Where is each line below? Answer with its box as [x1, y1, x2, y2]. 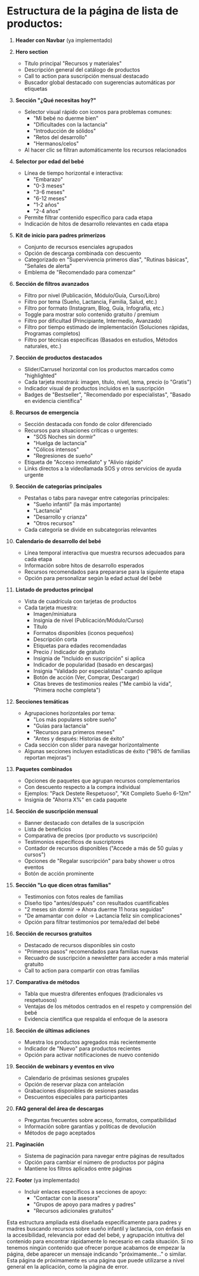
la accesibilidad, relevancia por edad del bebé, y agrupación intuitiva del [7, 1231, 185, 1238]
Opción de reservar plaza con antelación [24, 1080, 125, 1087]
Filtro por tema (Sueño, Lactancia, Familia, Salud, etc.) [24, 298, 157, 305]
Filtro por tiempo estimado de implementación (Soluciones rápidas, [24, 323, 189, 331]
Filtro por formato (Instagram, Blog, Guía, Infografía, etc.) [24, 304, 164, 312]
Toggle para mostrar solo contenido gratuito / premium [24, 310, 160, 318]
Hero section [15, 48, 48, 55]
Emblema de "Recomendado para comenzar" [24, 269, 136, 276]
